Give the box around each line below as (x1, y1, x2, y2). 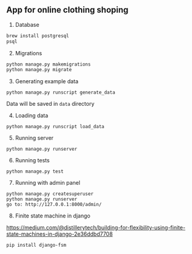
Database (15, 21, 39, 28)
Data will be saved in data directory (6, 100, 95, 108)
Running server (15, 134, 53, 142)
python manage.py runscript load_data (6, 124, 105, 130)
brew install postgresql (6, 33, 69, 39)
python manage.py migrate (6, 67, 72, 73)
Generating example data (15, 78, 79, 85)
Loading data (15, 112, 49, 119)
